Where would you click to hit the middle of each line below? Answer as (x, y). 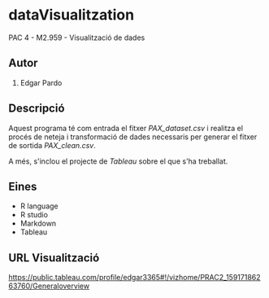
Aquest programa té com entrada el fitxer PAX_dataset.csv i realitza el (126, 128)
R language (39, 206)
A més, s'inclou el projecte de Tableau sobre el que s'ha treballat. (118, 161)
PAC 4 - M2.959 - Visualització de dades (77, 37)
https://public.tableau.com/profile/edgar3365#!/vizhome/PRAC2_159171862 (135, 278)
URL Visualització (54, 258)
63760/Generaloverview (49, 286)
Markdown (38, 223)
